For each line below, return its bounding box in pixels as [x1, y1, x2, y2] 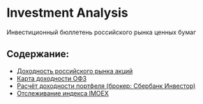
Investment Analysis [6, 5, 128, 21]
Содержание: [6, 48, 70, 60]
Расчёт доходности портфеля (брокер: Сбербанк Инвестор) [16, 82, 196, 90]
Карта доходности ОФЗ [16, 74, 87, 82]
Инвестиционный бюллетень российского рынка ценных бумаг [6, 28, 197, 36]
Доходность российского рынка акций [16, 66, 133, 75]
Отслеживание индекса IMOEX [16, 89, 110, 97]
